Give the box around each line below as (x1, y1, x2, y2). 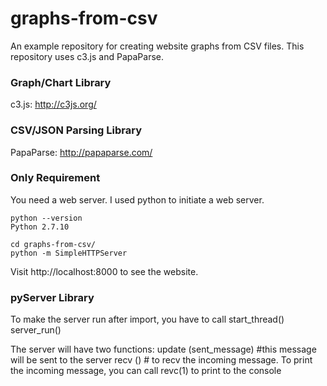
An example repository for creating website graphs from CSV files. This (10, 40, 305, 52)
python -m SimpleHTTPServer (10, 248, 128, 258)
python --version (10, 213, 83, 223)
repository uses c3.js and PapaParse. (10, 50, 164, 62)
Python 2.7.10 (10, 222, 70, 232)
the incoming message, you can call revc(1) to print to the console (10, 365, 282, 377)
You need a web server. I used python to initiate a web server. (10, 193, 265, 206)
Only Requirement (10, 171, 101, 185)
